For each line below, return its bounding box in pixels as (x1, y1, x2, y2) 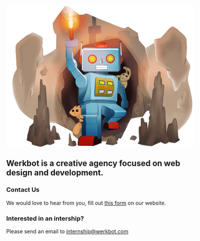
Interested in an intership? (6, 214, 84, 222)
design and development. (6, 167, 104, 178)
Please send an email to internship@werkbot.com (6, 227, 129, 235)
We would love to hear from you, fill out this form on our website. (6, 199, 166, 206)
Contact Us (6, 185, 40, 194)
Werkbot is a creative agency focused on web (6, 158, 181, 169)
